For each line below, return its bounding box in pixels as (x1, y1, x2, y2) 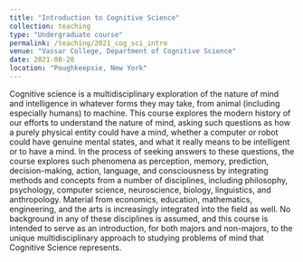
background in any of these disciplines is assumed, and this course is (9, 213, 269, 224)
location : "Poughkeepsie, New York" (9, 64, 147, 73)
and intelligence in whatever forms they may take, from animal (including (9, 98, 280, 108)
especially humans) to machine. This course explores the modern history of (9, 108, 291, 118)
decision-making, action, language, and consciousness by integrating (9, 164, 269, 176)
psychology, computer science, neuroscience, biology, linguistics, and (9, 184, 271, 195)
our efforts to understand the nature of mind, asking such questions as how (9, 117, 291, 127)
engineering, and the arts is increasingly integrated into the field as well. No (9, 203, 291, 214)
